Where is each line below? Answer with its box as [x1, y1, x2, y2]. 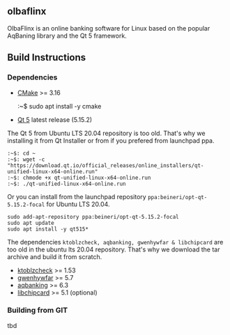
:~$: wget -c [7, 156, 45, 163]
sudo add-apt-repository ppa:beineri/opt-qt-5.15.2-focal [7, 213, 179, 220]
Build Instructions [7, 52, 86, 63]
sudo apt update [7, 219, 54, 226]
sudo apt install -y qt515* [7, 226, 89, 233]
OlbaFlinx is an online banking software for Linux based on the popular [7, 24, 210, 32]
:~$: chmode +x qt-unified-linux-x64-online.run [7, 174, 151, 181]
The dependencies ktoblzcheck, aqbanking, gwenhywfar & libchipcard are [7, 237, 224, 246]
